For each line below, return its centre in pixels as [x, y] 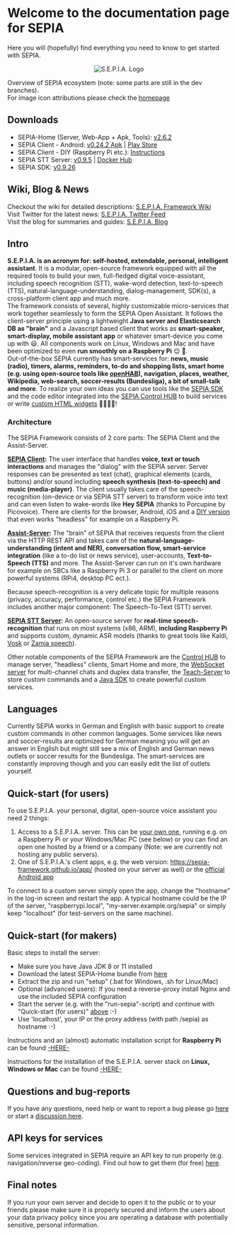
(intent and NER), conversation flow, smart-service [129, 548]
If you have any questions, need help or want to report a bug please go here [118, 1108]
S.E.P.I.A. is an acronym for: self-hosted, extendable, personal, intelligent [118, 261]
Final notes [32, 1185]
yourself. [20, 771]
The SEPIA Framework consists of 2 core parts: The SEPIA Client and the [114, 438]
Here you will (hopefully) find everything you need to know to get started [114, 47]
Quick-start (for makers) [62, 935]
